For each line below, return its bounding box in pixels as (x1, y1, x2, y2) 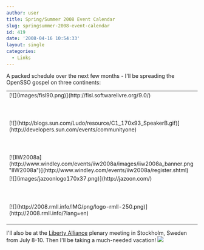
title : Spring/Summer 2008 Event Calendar (6, 16, 115, 23)
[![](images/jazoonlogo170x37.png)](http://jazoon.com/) (8, 175, 152, 182)
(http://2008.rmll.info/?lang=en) (8, 209, 89, 217)
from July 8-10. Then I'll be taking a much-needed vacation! (6, 237, 157, 243)
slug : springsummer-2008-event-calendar (6, 23, 110, 29)
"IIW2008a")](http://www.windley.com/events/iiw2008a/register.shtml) (8, 167, 189, 173)
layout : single (6, 42, 45, 48)
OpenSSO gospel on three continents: (6, 78, 101, 86)
